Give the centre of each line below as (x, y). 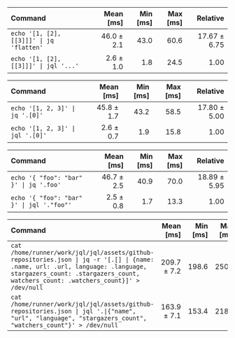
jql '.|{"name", (109, 311)
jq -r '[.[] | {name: (118, 259)
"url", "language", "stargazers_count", (79, 318)
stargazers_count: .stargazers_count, (75, 273)
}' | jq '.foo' (36, 185)
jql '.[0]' (29, 135)
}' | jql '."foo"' (41, 205)
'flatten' (27, 47)
